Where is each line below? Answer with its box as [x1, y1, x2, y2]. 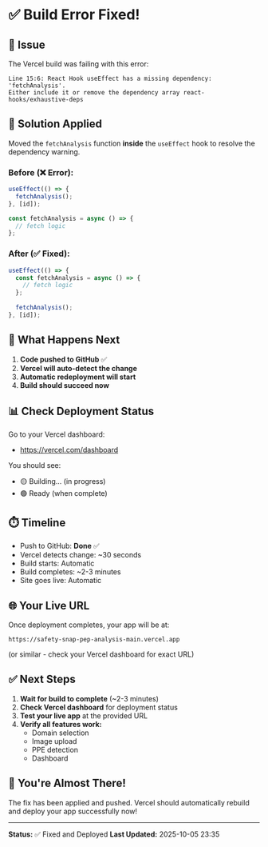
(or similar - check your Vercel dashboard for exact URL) [8, 649, 195, 659]
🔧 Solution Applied [8, 118, 102, 131]
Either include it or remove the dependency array [8, 89, 180, 97]
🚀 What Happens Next [8, 334, 120, 347]
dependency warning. [8, 146, 81, 157]
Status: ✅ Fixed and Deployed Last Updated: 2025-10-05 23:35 [8, 829, 220, 839]
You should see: [8, 461, 61, 470]
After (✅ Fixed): [8, 248, 70, 259]
